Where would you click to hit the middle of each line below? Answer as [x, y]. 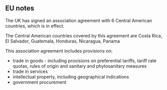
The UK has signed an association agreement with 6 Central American [79, 20]
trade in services [30, 71]
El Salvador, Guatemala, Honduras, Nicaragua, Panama [63, 41]
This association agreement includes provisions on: [59, 51]
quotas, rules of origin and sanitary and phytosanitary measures [80, 66]
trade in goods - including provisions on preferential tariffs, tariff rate [85, 61]
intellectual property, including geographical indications [71, 77]
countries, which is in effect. [35, 26]
